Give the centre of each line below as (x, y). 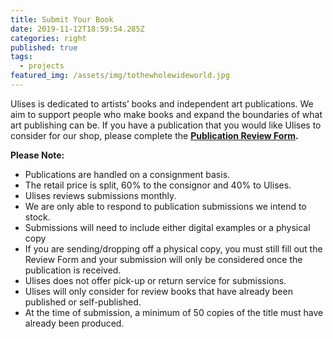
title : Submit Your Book (62, 19)
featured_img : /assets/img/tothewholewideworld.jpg (120, 76)
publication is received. (73, 270)
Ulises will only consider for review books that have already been (158, 291)
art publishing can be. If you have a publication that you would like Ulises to (166, 125)
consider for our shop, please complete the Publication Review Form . (154, 135)
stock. (37, 217)
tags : (21, 57)
